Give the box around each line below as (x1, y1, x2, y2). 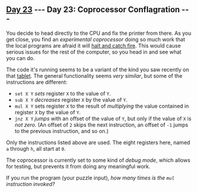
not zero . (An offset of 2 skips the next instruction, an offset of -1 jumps (14, 121, 188, 128)
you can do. (6, 54, 35, 61)
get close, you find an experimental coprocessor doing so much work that (6, 35, 185, 43)
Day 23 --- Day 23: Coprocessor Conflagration (6, 5, 181, 15)
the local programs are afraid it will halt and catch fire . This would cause (6, 42, 181, 49)
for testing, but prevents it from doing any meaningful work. (6, 163, 151, 170)
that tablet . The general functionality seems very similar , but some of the (6, 72, 183, 79)
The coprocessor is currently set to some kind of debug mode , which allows (6, 156, 191, 164)
